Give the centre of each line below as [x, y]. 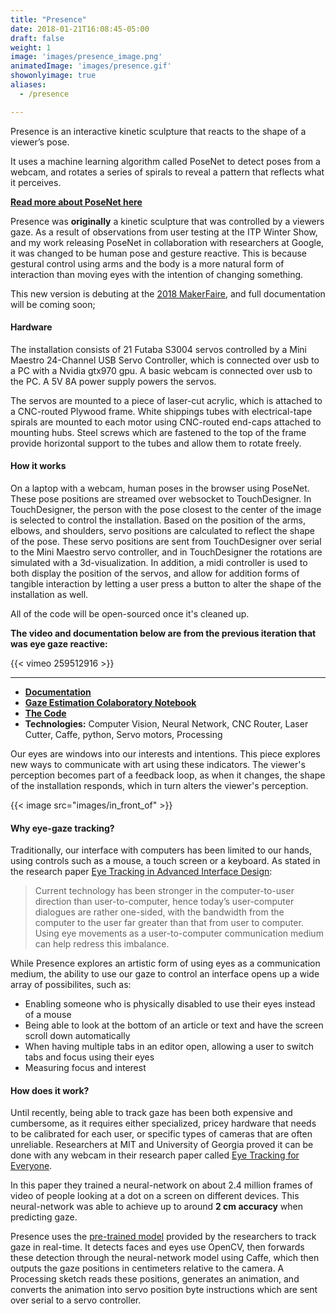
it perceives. [36, 182]
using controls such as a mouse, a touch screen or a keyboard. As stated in [165, 861]
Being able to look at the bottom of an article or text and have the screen [174, 1025]
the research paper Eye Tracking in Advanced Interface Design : [141, 872]
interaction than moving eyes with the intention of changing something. [157, 274]
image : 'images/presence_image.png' [86, 57]
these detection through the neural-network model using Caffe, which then [165, 1258]
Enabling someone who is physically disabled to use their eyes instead [170, 1004]
